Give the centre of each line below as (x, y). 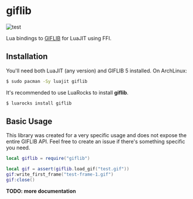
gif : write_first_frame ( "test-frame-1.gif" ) (60, 174)
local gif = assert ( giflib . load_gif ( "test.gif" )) (68, 169)
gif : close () (20, 180)
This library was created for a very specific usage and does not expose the (96, 135)
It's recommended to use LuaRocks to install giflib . (67, 92)
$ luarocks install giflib (39, 103)
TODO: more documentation (41, 191)
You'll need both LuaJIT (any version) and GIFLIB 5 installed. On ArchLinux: (96, 71)
